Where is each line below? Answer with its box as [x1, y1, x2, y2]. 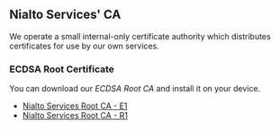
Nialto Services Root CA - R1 [22, 110, 129, 121]
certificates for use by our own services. [9, 40, 159, 51]
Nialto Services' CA [9, 7, 122, 22]
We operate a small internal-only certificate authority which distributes [9, 30, 272, 41]
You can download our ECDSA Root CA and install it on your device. [9, 83, 261, 94]
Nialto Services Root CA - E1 [22, 100, 128, 111]
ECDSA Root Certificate [9, 63, 115, 75]
